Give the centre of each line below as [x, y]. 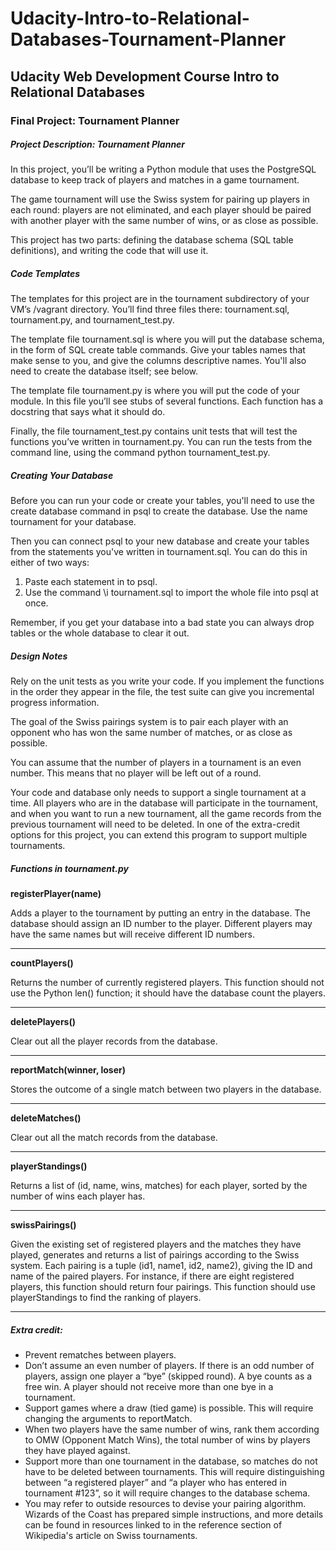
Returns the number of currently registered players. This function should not [167, 983]
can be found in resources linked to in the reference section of [153, 1525]
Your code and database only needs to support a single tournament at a [158, 793]
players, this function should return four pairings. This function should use [163, 1287]
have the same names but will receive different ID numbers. [133, 934]
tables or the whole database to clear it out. [100, 633]
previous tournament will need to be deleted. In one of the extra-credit [155, 824]
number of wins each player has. [78, 1196]
